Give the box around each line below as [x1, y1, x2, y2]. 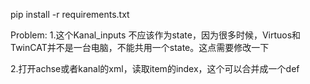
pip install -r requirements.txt [10, 9, 130, 20]
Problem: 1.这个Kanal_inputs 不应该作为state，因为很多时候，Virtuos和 [10, 29, 302, 41]
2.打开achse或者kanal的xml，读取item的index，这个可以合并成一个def [10, 63, 300, 74]
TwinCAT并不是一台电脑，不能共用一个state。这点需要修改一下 [10, 42, 270, 53]
